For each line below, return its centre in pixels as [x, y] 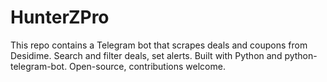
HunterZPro [60, 17]
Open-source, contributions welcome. [147, 66]
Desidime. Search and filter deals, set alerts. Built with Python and [146, 55]
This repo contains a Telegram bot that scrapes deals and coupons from [159, 45]
